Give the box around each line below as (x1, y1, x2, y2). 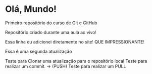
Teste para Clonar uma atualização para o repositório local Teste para (5, 58, 148, 64)
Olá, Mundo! (5, 3, 57, 15)
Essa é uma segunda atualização (5, 48, 72, 54)
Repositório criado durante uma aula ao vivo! (5, 29, 97, 35)
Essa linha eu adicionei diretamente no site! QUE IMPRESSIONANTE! (5, 38, 145, 45)
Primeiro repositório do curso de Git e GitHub (5, 20, 98, 26)
